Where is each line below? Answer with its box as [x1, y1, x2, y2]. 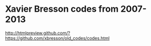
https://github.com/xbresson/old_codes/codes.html [5, 35, 110, 41]
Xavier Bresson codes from [5, 3, 119, 15]
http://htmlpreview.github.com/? [5, 30, 71, 36]
